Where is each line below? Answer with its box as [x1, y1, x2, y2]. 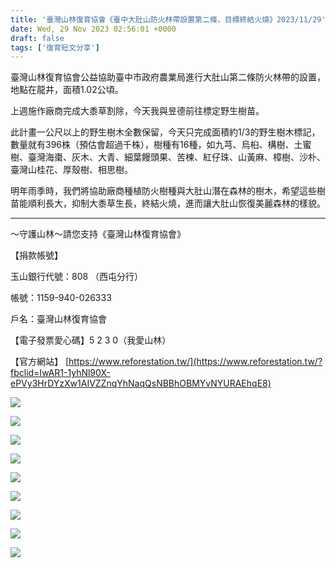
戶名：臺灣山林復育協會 [10, 313, 107, 325]
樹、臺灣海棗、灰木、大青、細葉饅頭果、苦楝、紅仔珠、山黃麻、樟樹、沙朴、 [10, 151, 326, 163]
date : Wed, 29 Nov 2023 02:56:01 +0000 [10, 24, 177, 34]
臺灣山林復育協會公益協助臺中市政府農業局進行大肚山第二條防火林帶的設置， [10, 71, 326, 83]
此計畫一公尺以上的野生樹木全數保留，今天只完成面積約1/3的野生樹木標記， [10, 126, 321, 138]
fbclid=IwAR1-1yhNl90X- [10, 367, 111, 379]
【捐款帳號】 [10, 249, 63, 261]
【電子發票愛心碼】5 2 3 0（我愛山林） [10, 334, 172, 346]
